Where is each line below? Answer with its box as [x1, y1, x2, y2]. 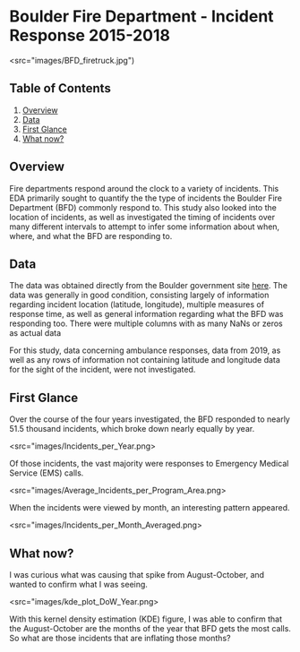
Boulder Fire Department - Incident [9, 6, 275, 27]
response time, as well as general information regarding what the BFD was [9, 309, 284, 320]
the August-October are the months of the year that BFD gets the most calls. [9, 623, 291, 633]
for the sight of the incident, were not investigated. [9, 365, 196, 375]
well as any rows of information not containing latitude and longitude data [9, 355, 280, 365]
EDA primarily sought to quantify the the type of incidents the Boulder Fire [9, 193, 282, 203]
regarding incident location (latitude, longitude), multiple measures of [9, 299, 265, 310]
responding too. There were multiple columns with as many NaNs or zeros [9, 318, 284, 329]
